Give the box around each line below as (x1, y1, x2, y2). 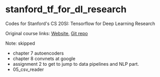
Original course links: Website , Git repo (5, 30, 88, 36)
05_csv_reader (12, 66, 44, 72)
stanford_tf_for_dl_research (5, 4, 127, 15)
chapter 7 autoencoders (12, 50, 64, 56)
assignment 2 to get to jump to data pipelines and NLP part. (12, 61, 139, 67)
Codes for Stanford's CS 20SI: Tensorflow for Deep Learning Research (5, 20, 155, 27)
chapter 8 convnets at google (12, 55, 76, 62)
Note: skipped (5, 40, 35, 46)
